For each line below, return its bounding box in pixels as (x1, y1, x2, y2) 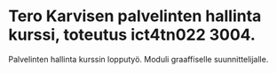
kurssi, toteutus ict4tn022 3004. (8, 25, 257, 45)
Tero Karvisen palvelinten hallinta (8, 6, 262, 26)
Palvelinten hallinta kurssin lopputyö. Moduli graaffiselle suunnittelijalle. (8, 54, 269, 64)
